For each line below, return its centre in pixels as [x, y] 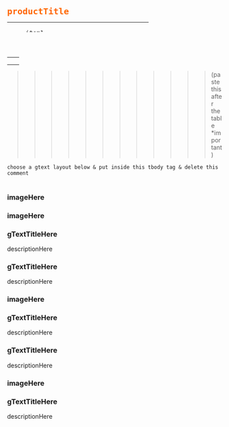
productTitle [38, 11]
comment [18, 173]
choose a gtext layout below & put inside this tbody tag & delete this [113, 167]
